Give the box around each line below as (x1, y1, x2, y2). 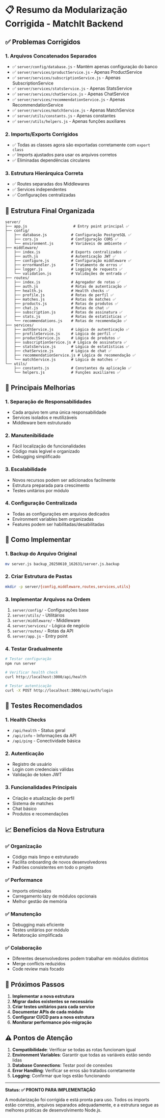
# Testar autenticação (5, 683, 52, 688)
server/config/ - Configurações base (12, 607, 89, 613)
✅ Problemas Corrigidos (5, 38, 81, 46)
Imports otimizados (12, 888, 52, 894)
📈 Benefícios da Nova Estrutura (5, 826, 105, 834)
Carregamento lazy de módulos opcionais (12, 893, 97, 899)
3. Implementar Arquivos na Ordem (5, 596, 91, 603)
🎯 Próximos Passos (5, 980, 65, 988)
